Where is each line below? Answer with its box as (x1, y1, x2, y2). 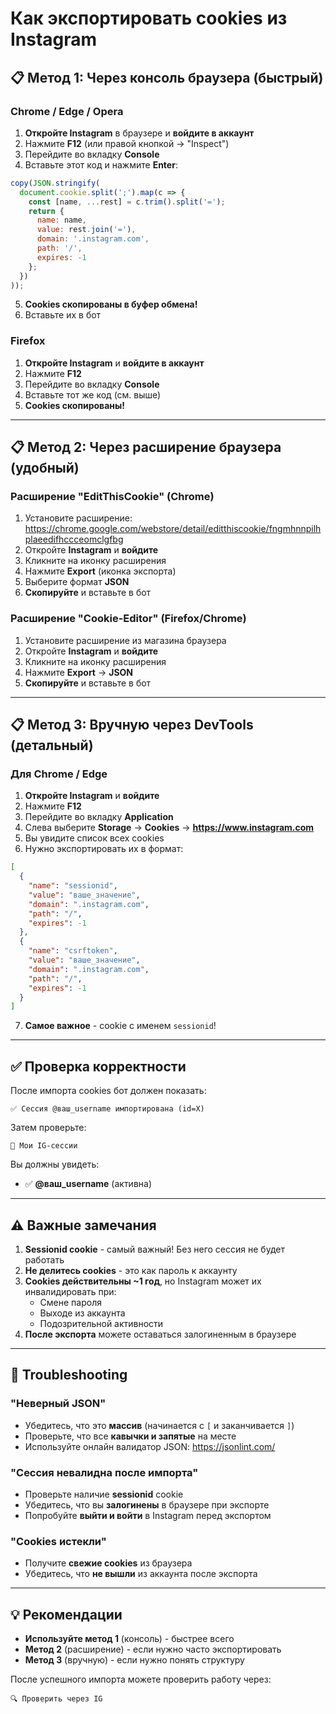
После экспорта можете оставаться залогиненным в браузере (24, 1328, 297, 1340)
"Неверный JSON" (10, 1397, 107, 1411)
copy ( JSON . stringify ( (10, 178, 101, 188)
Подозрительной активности (39, 1317, 164, 1329)
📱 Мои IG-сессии (10, 1141, 78, 1151)
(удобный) (10, 460, 80, 477)
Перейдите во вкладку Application (24, 811, 174, 823)
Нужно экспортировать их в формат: (24, 843, 184, 855)
